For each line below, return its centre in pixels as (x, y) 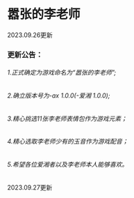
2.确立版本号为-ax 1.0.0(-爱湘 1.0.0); (59, 96)
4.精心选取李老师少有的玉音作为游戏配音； (68, 142)
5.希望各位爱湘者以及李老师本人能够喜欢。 (68, 164)
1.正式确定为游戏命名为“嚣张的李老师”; (62, 73)
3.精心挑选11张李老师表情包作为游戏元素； (67, 119)
